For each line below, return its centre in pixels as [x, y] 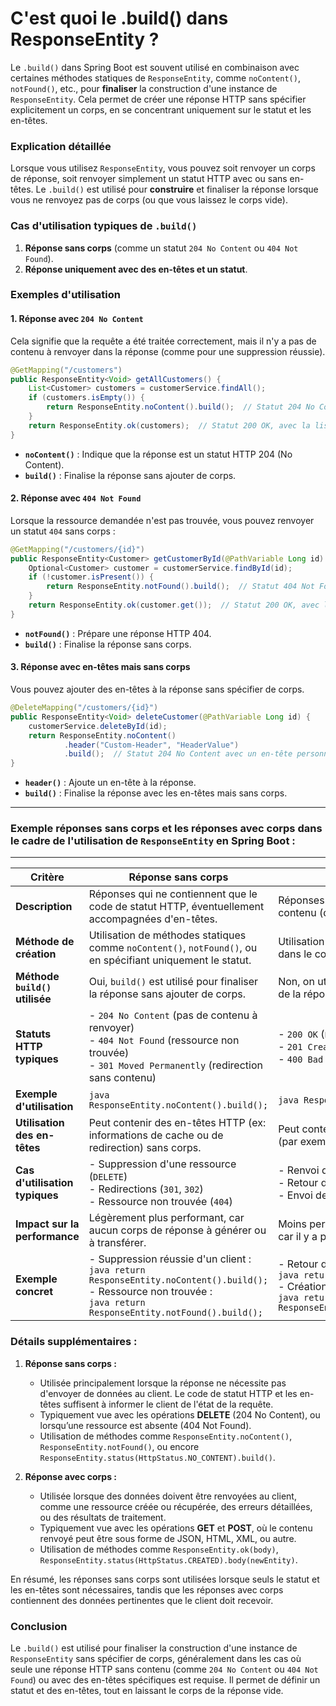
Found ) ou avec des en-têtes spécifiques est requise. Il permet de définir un [165, 1680]
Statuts [33, 1034]
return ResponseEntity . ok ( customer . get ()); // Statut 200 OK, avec [174, 605]
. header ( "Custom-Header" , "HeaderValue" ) [151, 745]
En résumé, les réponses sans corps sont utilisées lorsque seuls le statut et [165, 1579]
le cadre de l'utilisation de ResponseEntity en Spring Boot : [153, 841]
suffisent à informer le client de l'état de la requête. [168, 1404]
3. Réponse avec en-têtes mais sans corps [100, 667]
